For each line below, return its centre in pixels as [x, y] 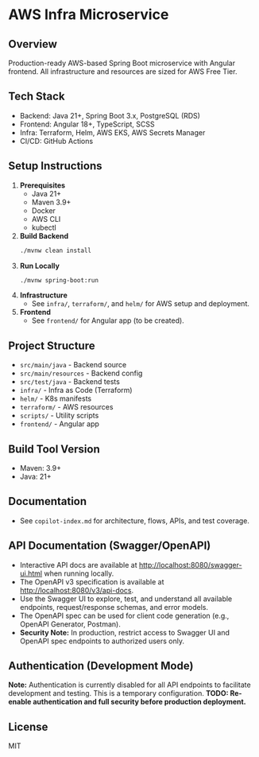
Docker [43, 210]
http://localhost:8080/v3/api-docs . [77, 590]
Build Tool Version [54, 449]
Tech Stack [37, 97]
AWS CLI [46, 219]
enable [20, 702]
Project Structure [52, 346]
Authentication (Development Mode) [101, 666]
